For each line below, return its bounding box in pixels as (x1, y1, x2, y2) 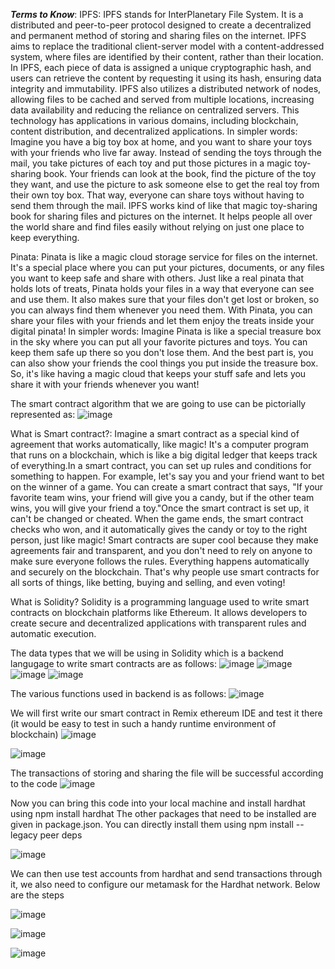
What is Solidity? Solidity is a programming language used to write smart (10, 596, 310, 608)
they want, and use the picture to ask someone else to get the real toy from (10, 179, 320, 190)
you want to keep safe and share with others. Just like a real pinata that (10, 272, 305, 284)
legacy (10, 829, 38, 841)
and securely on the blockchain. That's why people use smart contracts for (10, 566, 320, 578)
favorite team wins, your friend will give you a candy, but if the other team (10, 492, 315, 503)
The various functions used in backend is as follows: (10, 688, 227, 699)
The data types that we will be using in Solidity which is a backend (10, 647, 284, 659)
